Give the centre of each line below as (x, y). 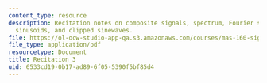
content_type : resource (48, 15)
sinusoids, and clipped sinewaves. (74, 30)
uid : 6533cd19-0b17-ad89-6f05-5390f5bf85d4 (81, 67)
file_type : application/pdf (55, 45)
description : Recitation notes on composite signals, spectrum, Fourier (131, 23)
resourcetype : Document (48, 52)
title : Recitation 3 (43, 60)
